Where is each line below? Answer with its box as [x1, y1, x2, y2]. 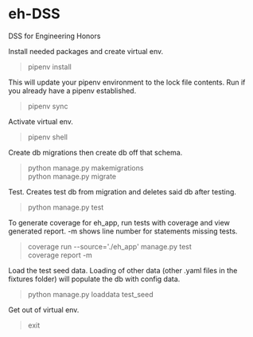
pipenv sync [27, 101, 68, 111]
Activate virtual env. [8, 116, 74, 126]
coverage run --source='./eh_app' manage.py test [27, 241, 193, 251]
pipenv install [27, 61, 72, 72]
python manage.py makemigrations [27, 163, 144, 172]
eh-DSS [8, 5, 61, 23]
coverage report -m [27, 250, 93, 260]
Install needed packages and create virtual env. [8, 46, 164, 56]
